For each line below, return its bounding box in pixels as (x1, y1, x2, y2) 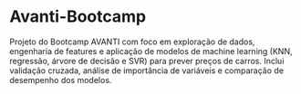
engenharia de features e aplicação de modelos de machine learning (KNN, (9, 45, 293, 56)
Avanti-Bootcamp (9, 6, 147, 27)
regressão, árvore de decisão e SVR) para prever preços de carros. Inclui (9, 55, 285, 66)
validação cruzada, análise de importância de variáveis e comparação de (9, 65, 285, 76)
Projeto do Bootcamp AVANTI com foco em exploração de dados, (9, 36, 255, 47)
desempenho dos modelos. (9, 74, 112, 85)
